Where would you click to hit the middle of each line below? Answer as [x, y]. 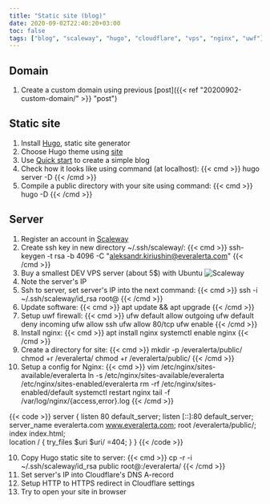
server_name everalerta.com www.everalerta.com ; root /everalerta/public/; [133, 425]
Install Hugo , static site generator [75, 143]
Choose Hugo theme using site [72, 151]
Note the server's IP [54, 281]
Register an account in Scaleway [75, 238]
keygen [33, 256]
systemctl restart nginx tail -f [123, 392]
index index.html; [38, 433]
